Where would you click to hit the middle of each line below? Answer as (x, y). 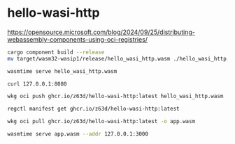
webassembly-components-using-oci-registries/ (78, 39)
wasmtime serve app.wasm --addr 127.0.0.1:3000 (78, 134)
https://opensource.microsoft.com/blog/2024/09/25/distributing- (101, 32)
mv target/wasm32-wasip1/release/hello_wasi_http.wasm (89, 58)
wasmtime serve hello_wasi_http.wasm (62, 71)
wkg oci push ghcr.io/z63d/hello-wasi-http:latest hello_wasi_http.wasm (115, 96)
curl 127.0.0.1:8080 (37, 84)
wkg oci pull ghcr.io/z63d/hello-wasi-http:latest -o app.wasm (101, 122)
